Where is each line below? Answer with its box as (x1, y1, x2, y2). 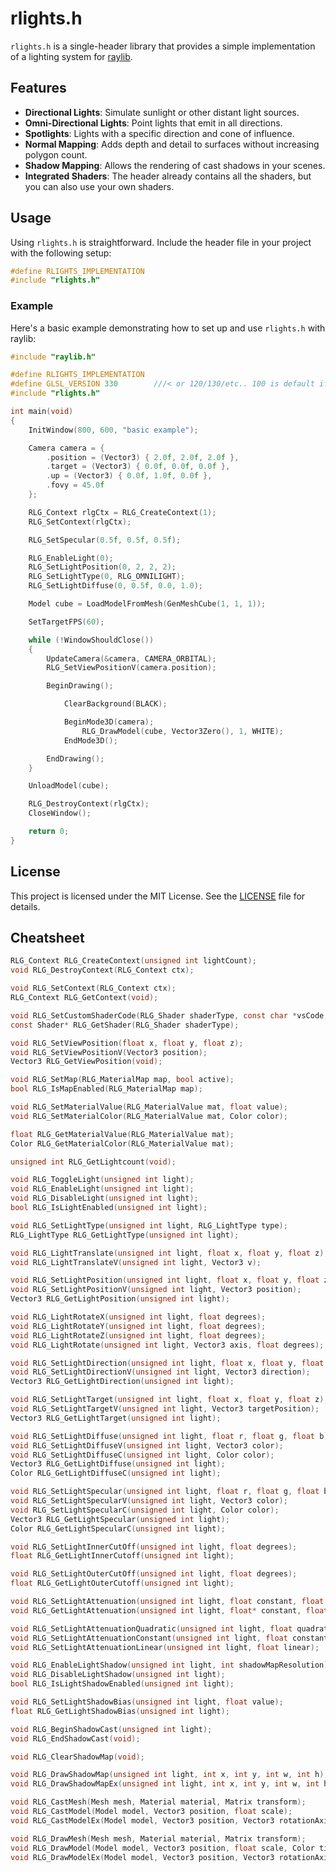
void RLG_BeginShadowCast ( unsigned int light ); (10, 1724, 213, 1734)
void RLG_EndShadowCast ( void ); (10, 1733, 141, 1744)
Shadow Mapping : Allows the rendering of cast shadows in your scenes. (24, 159, 326, 171)
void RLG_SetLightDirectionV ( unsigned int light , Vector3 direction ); (10, 1367, 311, 1377)
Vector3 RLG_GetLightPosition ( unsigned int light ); (10, 1294, 230, 1304)
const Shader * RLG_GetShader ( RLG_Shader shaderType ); (10, 1020, 240, 1030)
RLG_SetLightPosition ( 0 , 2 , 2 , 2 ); (28, 562, 177, 572)
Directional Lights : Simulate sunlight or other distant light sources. (24, 106, 300, 118)
